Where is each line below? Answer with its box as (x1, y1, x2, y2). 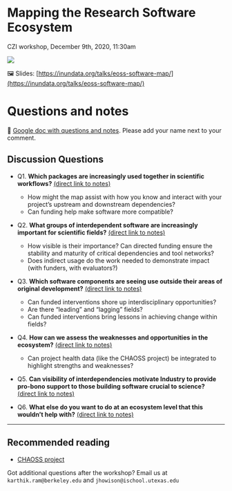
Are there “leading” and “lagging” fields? (27, 305, 144, 313)
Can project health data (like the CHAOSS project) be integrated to (27, 354, 217, 362)
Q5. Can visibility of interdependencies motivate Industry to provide (17, 375, 217, 383)
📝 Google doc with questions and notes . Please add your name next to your (7, 126, 222, 134)
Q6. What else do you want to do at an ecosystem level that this (17, 402, 204, 411)
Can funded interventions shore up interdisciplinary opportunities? (27, 297, 217, 306)
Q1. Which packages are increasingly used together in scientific (17, 172, 205, 180)
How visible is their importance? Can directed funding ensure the (27, 241, 213, 250)
